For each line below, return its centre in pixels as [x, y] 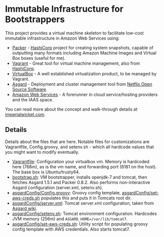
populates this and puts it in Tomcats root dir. [86, 198]
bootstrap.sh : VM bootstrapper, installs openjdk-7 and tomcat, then [80, 177]
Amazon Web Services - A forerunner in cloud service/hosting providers [85, 95]
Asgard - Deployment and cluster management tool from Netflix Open [82, 84]
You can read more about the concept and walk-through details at [71, 109]
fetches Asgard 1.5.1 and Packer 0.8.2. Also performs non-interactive [81, 182]
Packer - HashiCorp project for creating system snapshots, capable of [83, 47]
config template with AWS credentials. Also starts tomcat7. [71, 229]
